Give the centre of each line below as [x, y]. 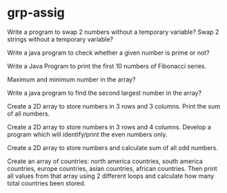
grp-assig [36, 13]
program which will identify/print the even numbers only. [87, 134]
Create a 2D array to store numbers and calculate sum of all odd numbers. [113, 147]
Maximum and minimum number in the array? [71, 79]
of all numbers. [29, 113]
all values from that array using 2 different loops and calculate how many [111, 176]
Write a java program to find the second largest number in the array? [105, 93]
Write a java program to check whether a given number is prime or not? [108, 53]
